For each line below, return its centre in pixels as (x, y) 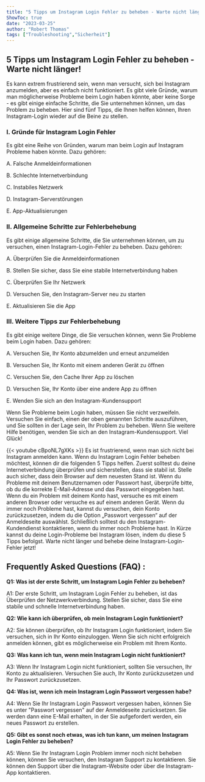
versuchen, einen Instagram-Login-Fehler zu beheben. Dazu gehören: (94, 247)
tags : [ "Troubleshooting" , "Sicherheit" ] (59, 35)
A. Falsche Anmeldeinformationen (49, 164)
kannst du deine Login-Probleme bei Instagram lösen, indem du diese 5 (96, 535)
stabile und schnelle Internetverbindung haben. (66, 606)
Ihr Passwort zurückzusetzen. (44, 679)
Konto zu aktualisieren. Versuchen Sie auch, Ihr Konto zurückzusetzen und (100, 673)
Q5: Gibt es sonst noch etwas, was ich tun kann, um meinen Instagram (97, 734)
